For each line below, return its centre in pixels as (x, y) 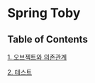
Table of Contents (48, 39)
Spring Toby (44, 13)
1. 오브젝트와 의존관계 (37, 57)
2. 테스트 (20, 72)
